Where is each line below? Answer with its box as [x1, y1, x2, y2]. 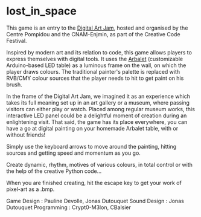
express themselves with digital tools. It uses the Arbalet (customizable [6, 55, 183, 62]
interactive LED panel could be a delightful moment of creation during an [6, 112, 187, 119]
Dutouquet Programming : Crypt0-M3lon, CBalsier [6, 204, 131, 211]
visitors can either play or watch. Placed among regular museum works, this [6, 105, 195, 112]
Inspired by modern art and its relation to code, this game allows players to [6, 48, 192, 56]
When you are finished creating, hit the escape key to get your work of [6, 179, 182, 186]
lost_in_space [6, 4, 77, 18]
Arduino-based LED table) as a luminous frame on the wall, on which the [6, 62, 187, 69]
